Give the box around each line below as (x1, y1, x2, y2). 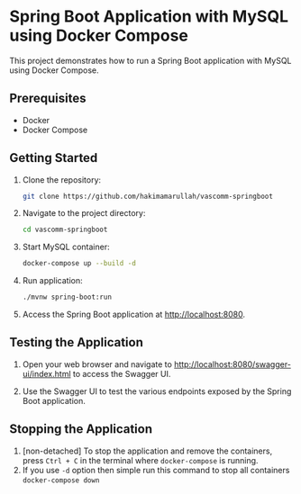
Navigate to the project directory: (22, 208, 146, 219)
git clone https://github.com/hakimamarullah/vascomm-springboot (22, 192, 273, 201)
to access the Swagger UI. (72, 368, 171, 379)
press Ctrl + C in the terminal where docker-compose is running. (22, 454, 259, 465)
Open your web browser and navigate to (22, 358, 173, 370)
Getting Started (9, 150, 98, 166)
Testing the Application (9, 335, 144, 350)
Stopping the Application (9, 421, 153, 437)
